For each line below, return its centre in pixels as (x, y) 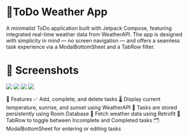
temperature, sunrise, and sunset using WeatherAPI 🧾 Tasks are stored (92, 107)
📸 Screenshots (43, 70)
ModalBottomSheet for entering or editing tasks (64, 129)
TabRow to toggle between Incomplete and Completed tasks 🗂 (83, 120)
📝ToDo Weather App (57, 12)
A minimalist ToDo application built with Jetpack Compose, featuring (89, 28)
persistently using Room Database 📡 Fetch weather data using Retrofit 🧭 (93, 113)
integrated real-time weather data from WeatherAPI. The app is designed (94, 34)
